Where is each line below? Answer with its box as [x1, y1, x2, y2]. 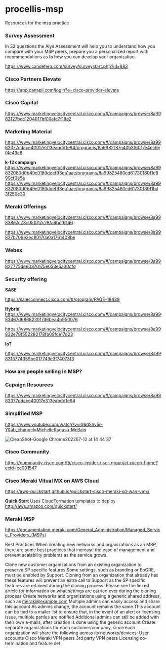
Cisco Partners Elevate [5, 76, 61, 82]
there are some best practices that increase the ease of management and [5, 547, 155, 553]
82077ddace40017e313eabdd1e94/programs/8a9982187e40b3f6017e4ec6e [5, 145, 161, 151]
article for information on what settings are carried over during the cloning [5, 588, 156, 594]
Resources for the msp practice [5, 20, 69, 26]
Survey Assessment [5, 32, 55, 39]
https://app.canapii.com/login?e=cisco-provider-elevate [5, 87, 120, 93]
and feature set [29, 641, 61, 647]
